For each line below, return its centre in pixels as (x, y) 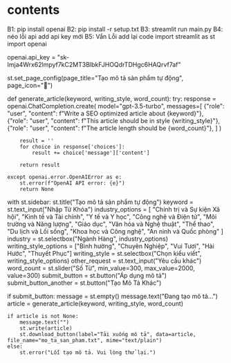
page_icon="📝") (30, 85)
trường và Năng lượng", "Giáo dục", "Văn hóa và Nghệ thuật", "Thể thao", (111, 224)
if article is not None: (43, 316)
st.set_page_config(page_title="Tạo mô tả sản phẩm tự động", (95, 77)
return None (37, 189)
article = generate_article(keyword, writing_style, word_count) (95, 304)
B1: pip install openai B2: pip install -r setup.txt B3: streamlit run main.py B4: (115, 29)
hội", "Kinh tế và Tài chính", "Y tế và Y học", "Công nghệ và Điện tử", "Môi (112, 216)
